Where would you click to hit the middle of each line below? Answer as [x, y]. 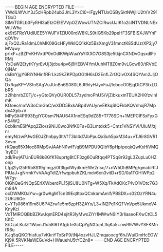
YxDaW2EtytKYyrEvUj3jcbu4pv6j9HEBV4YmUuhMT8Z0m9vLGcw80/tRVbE [81, 64]
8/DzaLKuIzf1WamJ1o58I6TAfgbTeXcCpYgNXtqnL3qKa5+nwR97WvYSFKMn [81, 224]
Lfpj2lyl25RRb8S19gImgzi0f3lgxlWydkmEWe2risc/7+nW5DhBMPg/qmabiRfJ [81, 167]
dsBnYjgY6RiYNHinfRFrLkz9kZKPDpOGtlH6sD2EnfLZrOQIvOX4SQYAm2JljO [81, 74]
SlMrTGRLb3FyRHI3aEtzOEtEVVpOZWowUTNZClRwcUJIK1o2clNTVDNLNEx [81, 22]
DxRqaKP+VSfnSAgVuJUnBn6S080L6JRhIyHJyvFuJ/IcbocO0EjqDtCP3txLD [81, 85]
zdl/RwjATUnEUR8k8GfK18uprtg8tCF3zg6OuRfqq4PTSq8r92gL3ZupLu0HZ [81, 157]
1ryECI [11, 152]
